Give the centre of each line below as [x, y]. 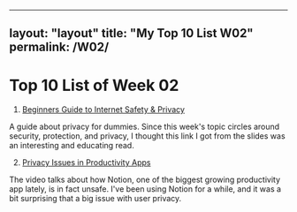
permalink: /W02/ [59, 47]
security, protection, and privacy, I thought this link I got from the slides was [147, 136]
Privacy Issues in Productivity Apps [86, 163]
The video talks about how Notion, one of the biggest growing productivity [145, 180]
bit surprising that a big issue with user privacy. [95, 199]
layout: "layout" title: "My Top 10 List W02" [131, 33]
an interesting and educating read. [72, 146]
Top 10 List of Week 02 [94, 85]
